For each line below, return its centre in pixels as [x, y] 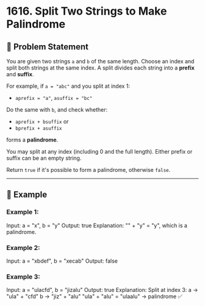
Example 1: [23, 212]
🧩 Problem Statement [48, 47]
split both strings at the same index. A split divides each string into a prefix [101, 68]
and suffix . [20, 74]
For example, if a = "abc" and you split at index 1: [68, 86]
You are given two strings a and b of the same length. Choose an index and [100, 61]
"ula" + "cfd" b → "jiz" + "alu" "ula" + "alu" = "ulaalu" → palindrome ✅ [95, 296]
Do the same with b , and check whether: [57, 110]
